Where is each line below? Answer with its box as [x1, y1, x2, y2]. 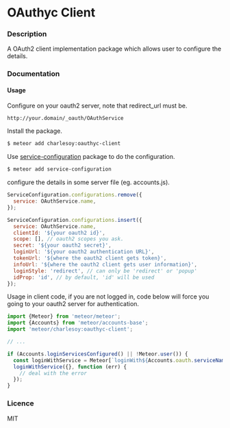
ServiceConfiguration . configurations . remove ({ [7, 192, 142, 199]
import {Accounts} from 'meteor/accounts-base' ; [7, 320, 149, 327]
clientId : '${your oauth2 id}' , [13, 229, 106, 236]
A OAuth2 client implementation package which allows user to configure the [7, 45, 222, 53]
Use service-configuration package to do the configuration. [7, 153, 175, 161]
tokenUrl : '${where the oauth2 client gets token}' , [13, 255, 167, 262]
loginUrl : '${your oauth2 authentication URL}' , [13, 249, 155, 255]
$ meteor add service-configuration [7, 166, 112, 173]
